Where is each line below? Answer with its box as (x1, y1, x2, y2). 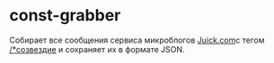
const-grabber (9, 5, 121, 26)
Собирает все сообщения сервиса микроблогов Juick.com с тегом (9, 35, 265, 45)
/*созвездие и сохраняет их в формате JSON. (9, 43, 186, 54)
